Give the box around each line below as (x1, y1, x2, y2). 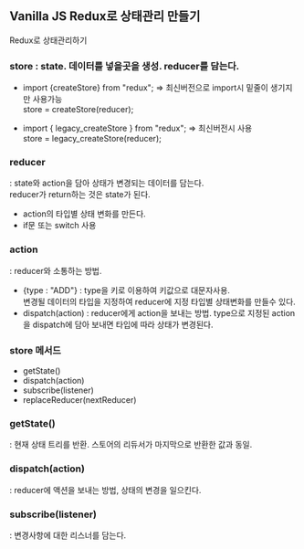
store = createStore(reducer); (22, 104, 134, 115)
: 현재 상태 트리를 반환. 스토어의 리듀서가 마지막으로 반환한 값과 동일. (9, 439, 253, 450)
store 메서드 (9, 343, 62, 356)
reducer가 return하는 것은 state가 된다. (9, 189, 151, 200)
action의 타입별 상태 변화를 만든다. (22, 208, 146, 219)
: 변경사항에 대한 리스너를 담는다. (9, 529, 127, 541)
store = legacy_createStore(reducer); (22, 133, 162, 144)
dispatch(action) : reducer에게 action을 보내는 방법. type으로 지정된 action (22, 307, 296, 318)
